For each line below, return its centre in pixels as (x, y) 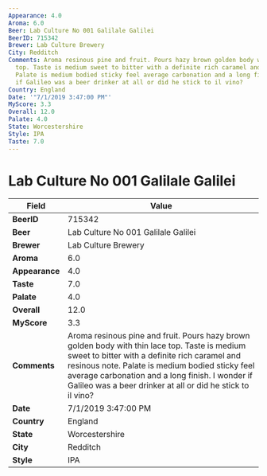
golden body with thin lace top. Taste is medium (157, 345)
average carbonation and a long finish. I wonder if (160, 376)
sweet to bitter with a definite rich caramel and (154, 356)
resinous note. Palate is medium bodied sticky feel (161, 365)
